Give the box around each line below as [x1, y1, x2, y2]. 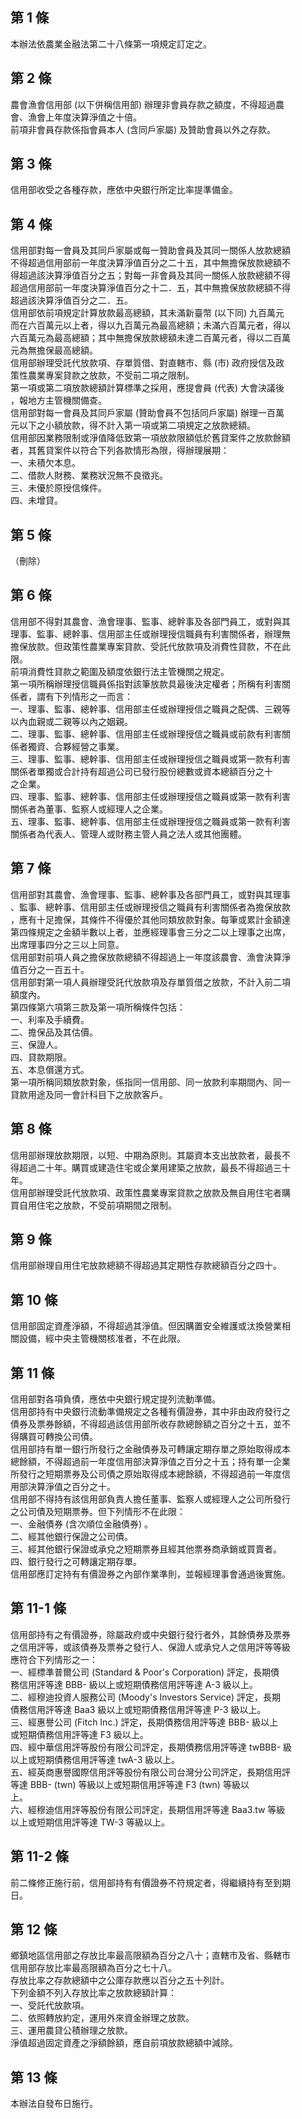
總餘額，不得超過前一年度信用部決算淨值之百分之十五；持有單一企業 [10, 1455, 291, 1467]
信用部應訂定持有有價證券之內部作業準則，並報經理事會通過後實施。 [10, 1568, 291, 1580]
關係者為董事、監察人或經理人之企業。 [10, 803, 168, 815]
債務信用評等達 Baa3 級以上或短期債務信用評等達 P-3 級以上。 [10, 1703, 267, 1715]
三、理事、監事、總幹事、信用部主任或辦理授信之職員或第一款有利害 [10, 753, 291, 765]
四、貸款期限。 [10, 1051, 72, 1063]
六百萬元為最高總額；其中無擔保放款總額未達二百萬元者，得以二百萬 [10, 332, 291, 344]
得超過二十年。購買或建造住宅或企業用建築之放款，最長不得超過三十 [10, 1161, 291, 1173]
